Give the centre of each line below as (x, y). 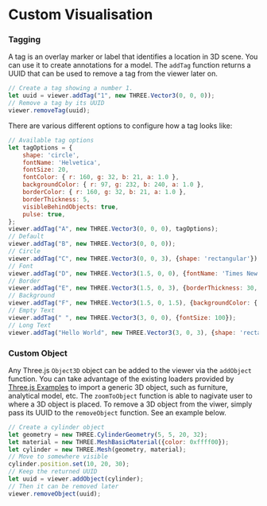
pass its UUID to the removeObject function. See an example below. (117, 412)
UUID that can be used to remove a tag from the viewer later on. (113, 74)
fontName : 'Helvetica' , (62, 162)
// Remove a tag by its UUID (56, 103)
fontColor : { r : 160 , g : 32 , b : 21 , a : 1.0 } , (101, 177)
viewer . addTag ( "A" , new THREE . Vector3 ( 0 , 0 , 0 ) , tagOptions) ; (113, 229)
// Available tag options (51, 140)
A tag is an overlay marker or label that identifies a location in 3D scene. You (133, 56)
